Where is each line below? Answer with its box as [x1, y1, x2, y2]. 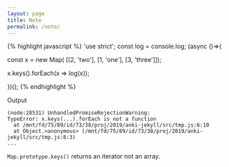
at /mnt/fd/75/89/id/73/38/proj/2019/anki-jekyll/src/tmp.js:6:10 [13, 122, 210, 129]
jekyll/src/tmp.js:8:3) [7, 134, 76, 141]
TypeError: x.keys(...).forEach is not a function [7, 116, 157, 122]
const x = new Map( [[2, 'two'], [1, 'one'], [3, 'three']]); [7, 56, 162, 64]
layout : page [7, 10, 45, 17]
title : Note [7, 17, 42, 24]
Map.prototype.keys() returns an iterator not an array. [7, 152, 161, 161]
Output [7, 96, 27, 104]
